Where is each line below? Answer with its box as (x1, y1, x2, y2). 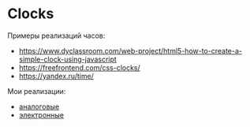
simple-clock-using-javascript (18, 54, 118, 64)
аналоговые (18, 102, 60, 111)
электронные (18, 110, 65, 119)
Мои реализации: (7, 86, 66, 95)
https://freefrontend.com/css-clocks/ (18, 62, 141, 72)
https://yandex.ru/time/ (18, 71, 94, 80)
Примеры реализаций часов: (7, 31, 106, 40)
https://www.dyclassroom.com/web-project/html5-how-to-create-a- (18, 46, 242, 55)
